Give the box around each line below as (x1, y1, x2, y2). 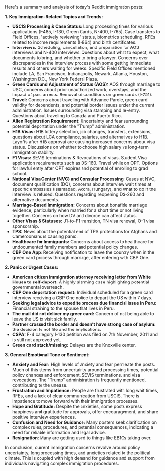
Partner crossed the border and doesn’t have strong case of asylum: (12, 321, 156, 327)
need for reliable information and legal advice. (12, 430, 106, 435)
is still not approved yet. (12, 337, 61, 343)
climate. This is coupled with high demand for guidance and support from (5, 455, 155, 461)
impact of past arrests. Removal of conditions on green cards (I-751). (12, 92, 153, 97)
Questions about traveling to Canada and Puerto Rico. (12, 113, 122, 118)
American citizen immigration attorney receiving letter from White (12, 274, 151, 280)
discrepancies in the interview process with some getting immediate (12, 60, 152, 66)
